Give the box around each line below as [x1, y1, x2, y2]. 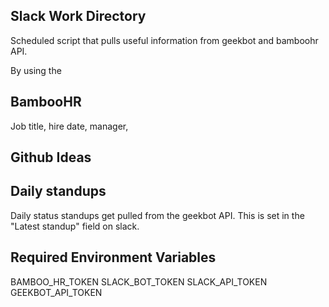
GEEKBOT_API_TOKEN [10, 286, 103, 298]
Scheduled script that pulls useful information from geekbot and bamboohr [10, 34, 319, 46]
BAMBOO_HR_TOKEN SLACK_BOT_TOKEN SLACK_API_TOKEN [10, 275, 268, 288]
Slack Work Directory [10, 8, 147, 25]
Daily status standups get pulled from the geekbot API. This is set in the [10, 209, 305, 221]
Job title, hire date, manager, [10, 120, 129, 132]
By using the [10, 64, 62, 76]
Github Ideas [10, 149, 92, 166]
